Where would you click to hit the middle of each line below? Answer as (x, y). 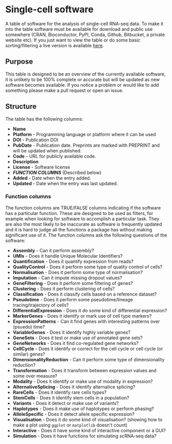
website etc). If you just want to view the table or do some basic (73, 40)
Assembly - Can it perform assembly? (53, 250)
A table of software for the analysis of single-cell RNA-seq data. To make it (84, 24)
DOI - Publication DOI (35, 140)
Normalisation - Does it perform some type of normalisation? (78, 272)
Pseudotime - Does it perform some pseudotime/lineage (73, 299)
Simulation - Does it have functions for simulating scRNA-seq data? (84, 436)
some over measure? (35, 376)
